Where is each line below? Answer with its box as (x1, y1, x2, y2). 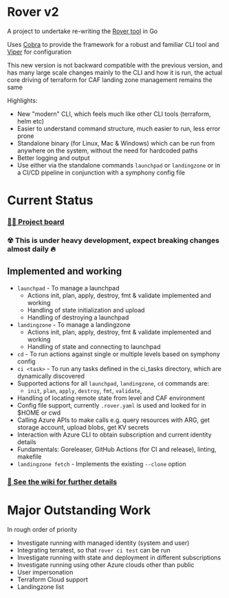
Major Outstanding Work (7, 502, 151, 518)
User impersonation (17, 568, 74, 576)
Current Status (7, 192, 94, 208)
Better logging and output (17, 153, 90, 162)
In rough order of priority (7, 525, 78, 533)
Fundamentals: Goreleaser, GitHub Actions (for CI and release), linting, (17, 445, 217, 453)
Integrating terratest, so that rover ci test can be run (17, 546, 171, 554)
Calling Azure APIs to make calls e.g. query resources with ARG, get (17, 415, 210, 424)
